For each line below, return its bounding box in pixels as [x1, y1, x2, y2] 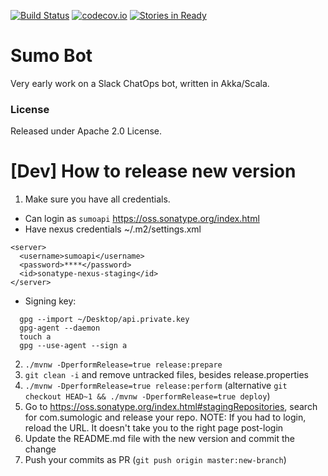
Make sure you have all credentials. [24, 193, 171, 205]
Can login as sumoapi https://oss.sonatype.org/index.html [24, 213, 260, 225]
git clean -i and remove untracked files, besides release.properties [24, 369, 310, 381]
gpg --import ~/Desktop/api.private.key [19, 315, 190, 325]
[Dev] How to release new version [10, 160, 297, 183]
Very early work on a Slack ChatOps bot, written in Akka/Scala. [10, 77, 270, 89]
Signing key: [24, 295, 77, 307]
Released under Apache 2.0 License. [10, 125, 162, 137]
